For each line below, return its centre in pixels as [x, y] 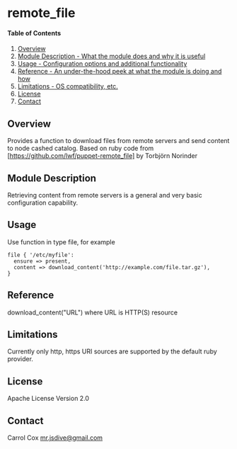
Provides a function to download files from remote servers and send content [118, 141]
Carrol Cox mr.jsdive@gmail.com [55, 438]
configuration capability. [43, 203]
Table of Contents [34, 33]
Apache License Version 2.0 [48, 399]
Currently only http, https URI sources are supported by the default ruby [112, 351]
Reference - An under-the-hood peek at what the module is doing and [120, 72]
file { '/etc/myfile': [41, 255]
